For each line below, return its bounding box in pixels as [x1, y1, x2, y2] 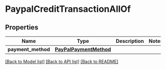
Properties [5, 23, 39, 32]
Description [116, 38, 144, 44]
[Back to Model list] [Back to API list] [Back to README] [5, 59, 119, 65]
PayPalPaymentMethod [54, 46, 111, 53]
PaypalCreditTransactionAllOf [5, 3, 131, 15]
